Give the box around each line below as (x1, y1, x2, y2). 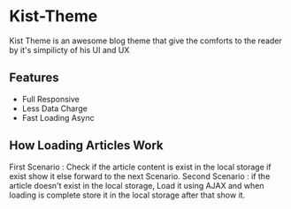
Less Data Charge (21, 103, 88, 114)
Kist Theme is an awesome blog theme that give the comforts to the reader (9, 35, 283, 46)
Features (9, 71, 59, 86)
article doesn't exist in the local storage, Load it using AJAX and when (9, 180, 264, 190)
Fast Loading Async (21, 112, 95, 123)
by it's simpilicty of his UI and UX (9, 44, 130, 55)
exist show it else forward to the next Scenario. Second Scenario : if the (9, 170, 271, 182)
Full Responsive (21, 93, 80, 104)
